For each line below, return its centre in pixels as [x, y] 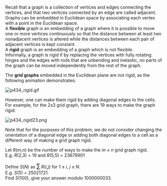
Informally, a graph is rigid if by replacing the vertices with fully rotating [79, 55]
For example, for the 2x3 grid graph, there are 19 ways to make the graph [80, 105]
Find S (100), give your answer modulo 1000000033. [59, 178]
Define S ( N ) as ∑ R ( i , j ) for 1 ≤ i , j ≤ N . [43, 166]
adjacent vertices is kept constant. [41, 44]
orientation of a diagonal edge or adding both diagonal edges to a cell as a [82, 135]
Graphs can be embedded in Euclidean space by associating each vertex [80, 18]
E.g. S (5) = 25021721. [27, 173]
